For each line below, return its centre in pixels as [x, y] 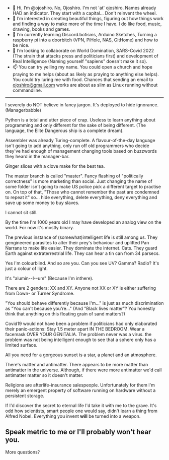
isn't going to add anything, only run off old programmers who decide [77, 146]
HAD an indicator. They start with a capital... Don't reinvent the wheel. [85, 13]
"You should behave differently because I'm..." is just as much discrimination [84, 303]
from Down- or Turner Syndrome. [40, 293]
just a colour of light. [26, 269]
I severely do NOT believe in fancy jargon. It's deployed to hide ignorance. [82, 105]
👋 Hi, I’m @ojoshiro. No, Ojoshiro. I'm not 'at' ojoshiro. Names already [84, 8]
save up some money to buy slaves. [42, 203]
